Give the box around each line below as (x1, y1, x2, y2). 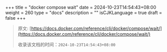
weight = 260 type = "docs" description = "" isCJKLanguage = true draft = (5, 10, 162, 16)
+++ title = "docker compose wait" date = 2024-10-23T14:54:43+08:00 (5, 5, 157, 10)
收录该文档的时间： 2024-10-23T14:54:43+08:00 (17, 41, 116, 47)
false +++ (5, 15, 26, 21)
